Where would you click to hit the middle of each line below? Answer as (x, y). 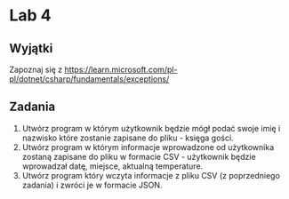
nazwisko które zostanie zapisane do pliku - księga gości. (128, 138)
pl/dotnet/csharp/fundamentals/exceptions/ (89, 79)
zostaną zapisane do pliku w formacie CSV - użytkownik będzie (139, 156)
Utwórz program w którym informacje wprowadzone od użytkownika (148, 147)
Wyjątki (31, 48)
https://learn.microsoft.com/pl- (121, 69)
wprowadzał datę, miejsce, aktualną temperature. (112, 166)
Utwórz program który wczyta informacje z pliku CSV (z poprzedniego (151, 175)
